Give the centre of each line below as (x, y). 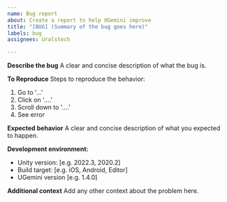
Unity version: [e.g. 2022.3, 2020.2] (69, 163)
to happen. (23, 136)
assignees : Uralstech (39, 40)
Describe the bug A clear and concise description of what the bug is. (107, 65)
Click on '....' (35, 100)
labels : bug (24, 33)
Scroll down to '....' (44, 107)
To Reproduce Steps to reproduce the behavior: (76, 79)
